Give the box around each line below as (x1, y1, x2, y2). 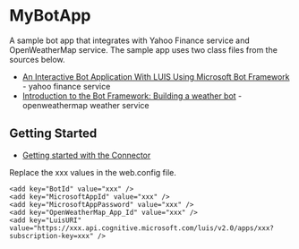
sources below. (9, 54, 65, 64)
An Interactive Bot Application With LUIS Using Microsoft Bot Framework (21, 71, 290, 82)
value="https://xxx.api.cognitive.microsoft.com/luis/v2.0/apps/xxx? (9, 223, 275, 233)
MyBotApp (9, 5, 91, 26)
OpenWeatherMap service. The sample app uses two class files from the (9, 44, 278, 55)
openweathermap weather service (21, 99, 149, 110)
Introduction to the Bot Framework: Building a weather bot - (21, 90, 243, 101)
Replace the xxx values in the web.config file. (9, 167, 176, 177)
